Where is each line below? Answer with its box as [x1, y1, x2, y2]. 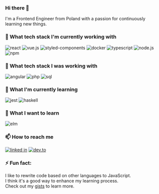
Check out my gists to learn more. [5, 183, 75, 189]
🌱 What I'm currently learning [5, 86, 78, 93]
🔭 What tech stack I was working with [5, 62, 98, 69]
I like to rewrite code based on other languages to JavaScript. [5, 173, 131, 179]
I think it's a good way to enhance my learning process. [5, 178, 118, 184]
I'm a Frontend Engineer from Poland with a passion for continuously [5, 16, 146, 22]
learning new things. [5, 21, 47, 27]
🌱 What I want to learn [5, 110, 60, 117]
